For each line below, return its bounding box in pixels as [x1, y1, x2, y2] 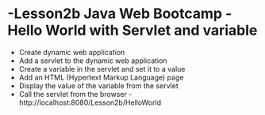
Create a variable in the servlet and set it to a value [18, 64, 186, 73]
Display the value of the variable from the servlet [18, 80, 179, 91]
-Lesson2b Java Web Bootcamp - [7, 5, 232, 23]
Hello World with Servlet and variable [7, 21, 258, 39]
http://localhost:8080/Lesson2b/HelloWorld [18, 98, 162, 107]
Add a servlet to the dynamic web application [18, 56, 167, 65]
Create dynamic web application [18, 47, 125, 57]
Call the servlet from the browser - [18, 89, 132, 98]
